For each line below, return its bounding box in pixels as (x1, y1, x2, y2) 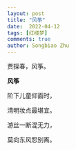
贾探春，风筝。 (7, 62, 50, 70)
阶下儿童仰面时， (7, 91, 56, 100)
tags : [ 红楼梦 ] (7, 29, 48, 37)
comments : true (7, 36, 51, 43)
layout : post (7, 10, 45, 17)
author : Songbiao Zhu (7, 42, 70, 49)
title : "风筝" (7, 17, 46, 24)
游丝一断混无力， (7, 121, 56, 129)
